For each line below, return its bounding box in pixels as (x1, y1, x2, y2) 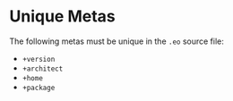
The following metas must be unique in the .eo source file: (9, 36, 224, 46)
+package (22, 83, 56, 92)
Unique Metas (9, 6, 116, 27)
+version (22, 55, 56, 63)
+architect (22, 64, 64, 73)
